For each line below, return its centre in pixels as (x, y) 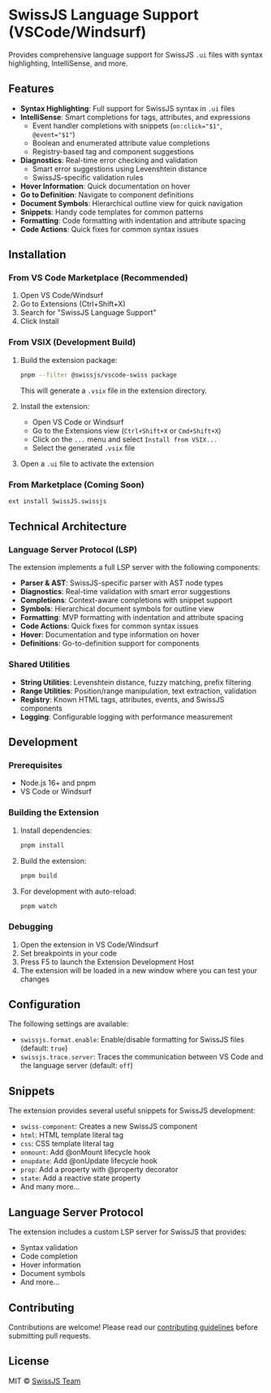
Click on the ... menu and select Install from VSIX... (125, 439)
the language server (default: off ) (77, 1066)
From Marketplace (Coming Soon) (76, 485)
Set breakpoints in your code (69, 953)
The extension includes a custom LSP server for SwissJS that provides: (128, 1232)
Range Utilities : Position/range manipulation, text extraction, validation (138, 691)
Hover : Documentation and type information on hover (110, 635)
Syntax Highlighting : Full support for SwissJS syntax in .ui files (127, 108)
